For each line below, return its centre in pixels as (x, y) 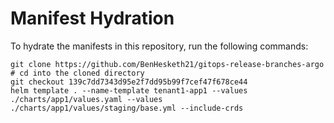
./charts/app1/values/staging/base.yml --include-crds (127, 108)
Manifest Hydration (92, 18)
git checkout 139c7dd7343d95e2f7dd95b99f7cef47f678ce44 (129, 82)
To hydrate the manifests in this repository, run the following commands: (159, 46)
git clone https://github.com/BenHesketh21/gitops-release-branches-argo (167, 64)
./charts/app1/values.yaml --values (86, 99)
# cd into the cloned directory (77, 73)
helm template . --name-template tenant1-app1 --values (129, 90)
